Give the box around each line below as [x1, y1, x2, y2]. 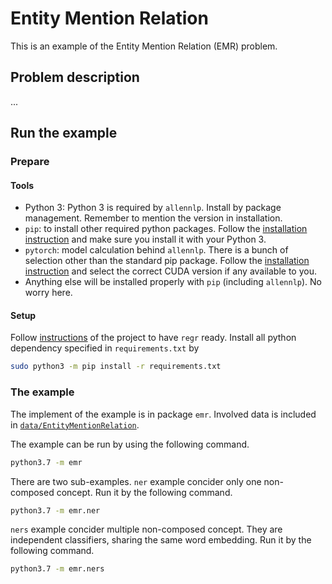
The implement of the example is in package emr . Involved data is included [10, 408, 317, 420]
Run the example [10, 125, 118, 142]
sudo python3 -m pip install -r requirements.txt [10, 362, 222, 372]
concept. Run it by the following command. [56, 486, 233, 498]
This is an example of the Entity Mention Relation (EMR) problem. [10, 40, 278, 52]
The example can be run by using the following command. [10, 438, 250, 450]
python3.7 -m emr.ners [10, 564, 105, 574]
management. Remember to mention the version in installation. [24, 212, 283, 224]
